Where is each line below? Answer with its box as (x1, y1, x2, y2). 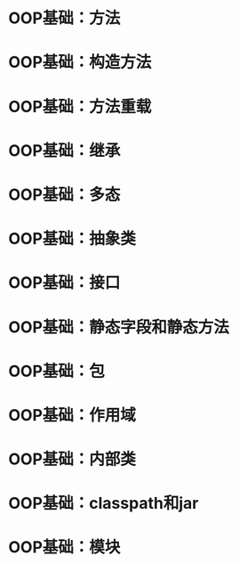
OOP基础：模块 (8, 537, 121, 558)
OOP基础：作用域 (8, 405, 137, 425)
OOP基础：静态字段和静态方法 (8, 317, 230, 337)
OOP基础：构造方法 (8, 53, 152, 72)
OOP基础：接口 (8, 273, 121, 293)
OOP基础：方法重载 (8, 96, 152, 117)
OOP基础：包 (8, 361, 106, 381)
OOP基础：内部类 (8, 449, 137, 470)
